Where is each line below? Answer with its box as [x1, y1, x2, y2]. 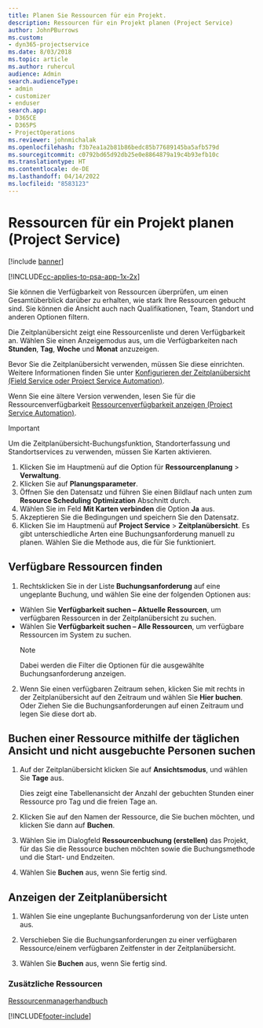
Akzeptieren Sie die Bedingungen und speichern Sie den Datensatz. [19, 512, 239, 522]
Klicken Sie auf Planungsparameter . [19, 479, 139, 488]
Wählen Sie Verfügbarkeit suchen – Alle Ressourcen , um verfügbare [19, 621, 245, 630]
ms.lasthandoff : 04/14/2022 [8, 172, 100, 181]
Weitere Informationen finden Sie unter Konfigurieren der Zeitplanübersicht [8, 368, 251, 377]
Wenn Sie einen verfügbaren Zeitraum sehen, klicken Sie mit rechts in [19, 684, 246, 693]
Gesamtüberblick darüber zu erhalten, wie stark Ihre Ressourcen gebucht [8, 295, 246, 305]
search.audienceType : [8, 77, 79, 85]
